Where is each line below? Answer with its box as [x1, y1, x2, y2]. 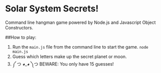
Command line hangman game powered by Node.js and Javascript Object [5, 19, 156, 25]
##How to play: [5, 34, 36, 40]
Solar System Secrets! [5, 3, 99, 14]
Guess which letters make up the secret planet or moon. [12, 53, 127, 60]
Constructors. [5, 24, 33, 30]
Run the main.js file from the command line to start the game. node [12, 44, 149, 50]
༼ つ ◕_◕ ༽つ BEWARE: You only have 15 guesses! [12, 61, 114, 67]
